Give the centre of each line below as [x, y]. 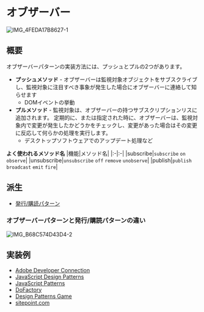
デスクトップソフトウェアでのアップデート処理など [89, 140]
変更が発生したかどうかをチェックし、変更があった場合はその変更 [114, 125]
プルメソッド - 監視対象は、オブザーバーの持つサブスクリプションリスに [106, 110]
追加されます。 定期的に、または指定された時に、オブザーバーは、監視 [104, 117]
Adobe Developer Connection [53, 270]
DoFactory [28, 289]
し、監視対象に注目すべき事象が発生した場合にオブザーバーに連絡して [103, 87]
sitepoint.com [32, 302]
